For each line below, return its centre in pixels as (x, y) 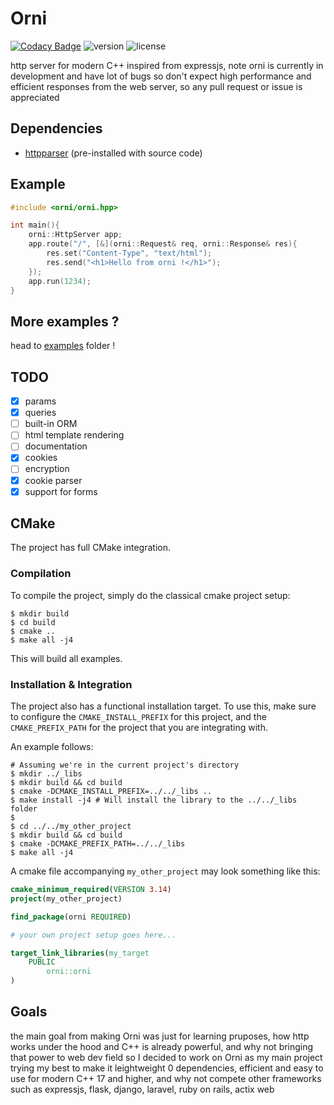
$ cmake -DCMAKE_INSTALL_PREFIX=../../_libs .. (111, 792)
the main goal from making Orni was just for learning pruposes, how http (160, 1036)
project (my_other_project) (66, 898)
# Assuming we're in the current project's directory (125, 765)
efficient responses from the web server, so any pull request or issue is (156, 86)
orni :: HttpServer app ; (75, 235)
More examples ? (65, 321)
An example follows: (52, 747)
